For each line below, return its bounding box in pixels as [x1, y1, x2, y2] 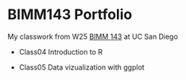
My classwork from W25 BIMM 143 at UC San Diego [7, 32, 178, 41]
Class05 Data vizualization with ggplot [18, 62, 145, 72]
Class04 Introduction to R [18, 47, 103, 56]
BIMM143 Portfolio [7, 6, 133, 24]
